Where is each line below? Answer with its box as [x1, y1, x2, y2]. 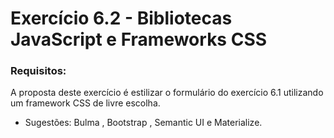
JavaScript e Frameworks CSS [10, 28, 268, 51]
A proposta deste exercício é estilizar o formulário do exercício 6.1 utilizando [10, 87, 324, 99]
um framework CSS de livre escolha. [10, 97, 161, 109]
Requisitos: [10, 64, 67, 78]
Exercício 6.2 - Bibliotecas [10, 7, 233, 30]
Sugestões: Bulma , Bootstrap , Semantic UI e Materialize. [24, 117, 263, 129]
